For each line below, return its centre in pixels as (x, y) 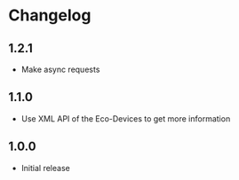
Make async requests (60, 69)
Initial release (45, 168)
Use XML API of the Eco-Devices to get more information (126, 118)
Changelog (50, 16)
